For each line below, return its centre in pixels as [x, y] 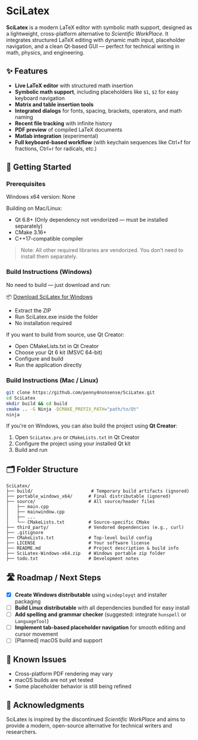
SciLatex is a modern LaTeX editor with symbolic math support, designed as [99, 27]
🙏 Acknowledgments [45, 705]
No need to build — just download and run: [58, 285]
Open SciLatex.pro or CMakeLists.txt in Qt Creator [77, 438]
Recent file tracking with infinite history [63, 123]
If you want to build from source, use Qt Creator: [65, 334]
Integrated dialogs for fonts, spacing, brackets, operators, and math [98, 110]
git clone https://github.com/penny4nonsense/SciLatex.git [81, 393]
